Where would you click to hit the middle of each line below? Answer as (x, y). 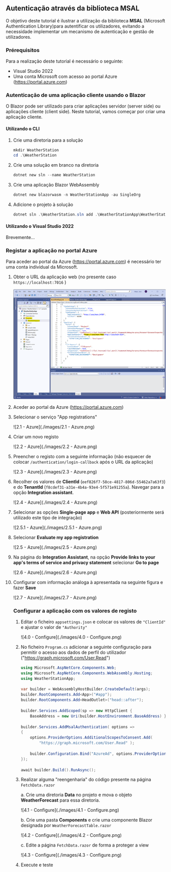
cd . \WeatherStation (35, 155)
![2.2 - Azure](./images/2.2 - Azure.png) (55, 446)
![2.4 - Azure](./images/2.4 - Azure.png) (55, 502)
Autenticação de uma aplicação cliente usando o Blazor (76, 95)
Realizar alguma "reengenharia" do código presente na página (86, 780)
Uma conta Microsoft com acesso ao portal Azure (65, 76)
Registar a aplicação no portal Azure (52, 251)
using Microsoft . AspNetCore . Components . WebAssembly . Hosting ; (87, 673)
